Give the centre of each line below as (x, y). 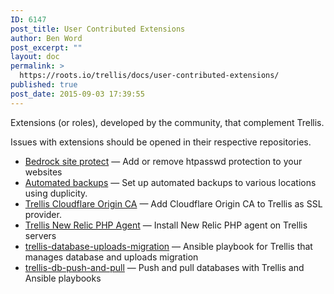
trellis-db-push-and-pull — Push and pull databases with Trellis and (164, 267)
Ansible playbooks (63, 278)
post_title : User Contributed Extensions (98, 29)
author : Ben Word (46, 38)
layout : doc (35, 57)
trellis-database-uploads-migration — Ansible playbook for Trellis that (168, 246)
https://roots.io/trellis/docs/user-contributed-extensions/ (149, 76)
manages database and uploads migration (111, 257)
